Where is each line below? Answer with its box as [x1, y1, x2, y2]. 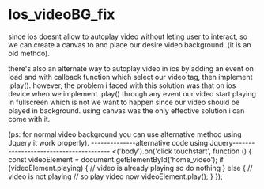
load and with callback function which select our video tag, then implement [8, 72, 253, 81]
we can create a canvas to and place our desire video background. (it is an [8, 40, 251, 49]
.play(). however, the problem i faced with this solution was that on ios [8, 81, 236, 90]
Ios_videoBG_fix [8, 6, 115, 24]
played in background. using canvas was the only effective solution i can [8, 105, 245, 115]
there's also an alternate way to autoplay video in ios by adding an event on [8, 63, 255, 73]
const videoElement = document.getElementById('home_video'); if [8, 154, 224, 164]
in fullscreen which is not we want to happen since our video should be [8, 97, 240, 107]
